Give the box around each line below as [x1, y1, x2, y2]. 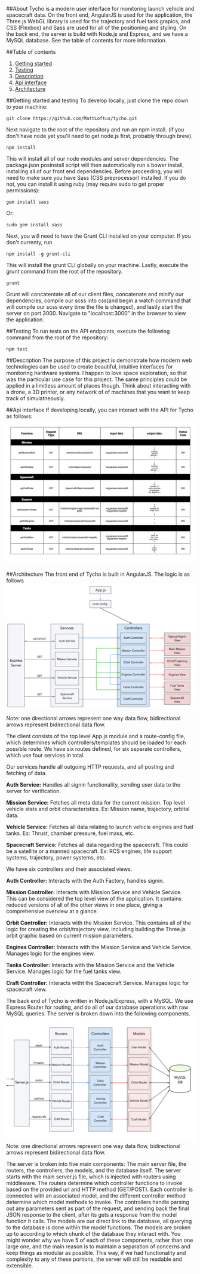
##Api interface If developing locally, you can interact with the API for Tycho [6, 406, 194, 413]
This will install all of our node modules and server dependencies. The [6, 155, 179, 162]
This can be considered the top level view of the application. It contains [6, 895, 182, 902]
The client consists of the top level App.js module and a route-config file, [6, 733, 186, 739]
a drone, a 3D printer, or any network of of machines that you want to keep [6, 388, 190, 395]
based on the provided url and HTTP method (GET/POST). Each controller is [6, 1186, 193, 1193]
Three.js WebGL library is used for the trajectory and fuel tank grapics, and [6, 18, 190, 24]
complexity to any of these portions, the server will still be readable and [6, 1255, 182, 1263]
